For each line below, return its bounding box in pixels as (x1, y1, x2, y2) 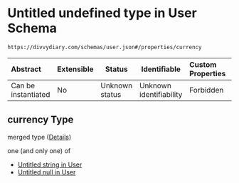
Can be (11, 80, 36, 90)
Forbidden (189, 85, 224, 95)
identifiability (139, 89, 183, 99)
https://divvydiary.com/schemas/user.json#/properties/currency (7, 43, 202, 51)
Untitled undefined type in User (7, 5, 197, 21)
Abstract (11, 64, 41, 74)
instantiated (11, 89, 51, 99)
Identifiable (141, 64, 181, 74)
